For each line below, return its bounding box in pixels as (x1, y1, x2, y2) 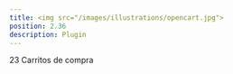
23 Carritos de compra (9, 55, 94, 66)
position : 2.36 (9, 22, 67, 31)
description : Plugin (9, 30, 88, 39)
